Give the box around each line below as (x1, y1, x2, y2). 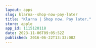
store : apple (5, 21, 33, 26)
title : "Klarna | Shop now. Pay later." (5, 16, 92, 21)
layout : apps (5, 7, 33, 12)
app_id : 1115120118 (5, 26, 46, 31)
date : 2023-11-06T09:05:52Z (5, 30, 65, 35)
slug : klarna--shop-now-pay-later (5, 12, 78, 17)
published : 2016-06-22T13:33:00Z (5, 35, 76, 40)
